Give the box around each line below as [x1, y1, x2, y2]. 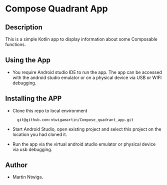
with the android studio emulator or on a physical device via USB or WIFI [12, 74, 162, 80]
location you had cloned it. [12, 131, 67, 137]
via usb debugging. [12, 146, 52, 152]
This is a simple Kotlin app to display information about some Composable [5, 36, 157, 42]
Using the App [5, 56, 51, 64]
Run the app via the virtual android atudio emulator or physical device [12, 141, 156, 147]
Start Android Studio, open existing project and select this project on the [12, 126, 161, 132]
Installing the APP [5, 94, 62, 103]
